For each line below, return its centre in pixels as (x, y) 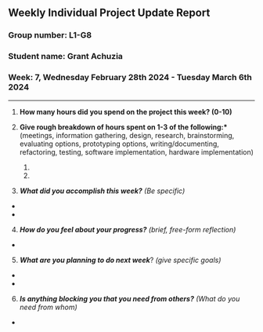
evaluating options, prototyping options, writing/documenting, (119, 144)
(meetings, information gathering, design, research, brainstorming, (127, 135)
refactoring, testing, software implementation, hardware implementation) (137, 151)
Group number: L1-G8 (50, 35)
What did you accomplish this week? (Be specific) (102, 191)
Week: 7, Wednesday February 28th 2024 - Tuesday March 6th (130, 78)
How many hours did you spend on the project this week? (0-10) (126, 111)
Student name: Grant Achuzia (66, 57)
